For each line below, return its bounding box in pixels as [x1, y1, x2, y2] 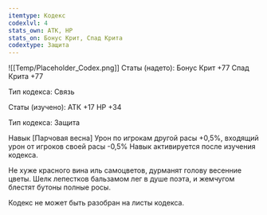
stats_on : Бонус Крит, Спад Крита [8, 33, 124, 42]
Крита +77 [8, 72, 44, 81]
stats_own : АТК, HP [8, 26, 73, 34]
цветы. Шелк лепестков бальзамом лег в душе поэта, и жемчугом [8, 174, 235, 184]
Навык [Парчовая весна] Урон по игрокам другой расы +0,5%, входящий [8, 133, 259, 143]
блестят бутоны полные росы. [8, 182, 112, 192]
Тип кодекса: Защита [8, 118, 80, 127]
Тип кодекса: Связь [8, 87, 75, 96]
